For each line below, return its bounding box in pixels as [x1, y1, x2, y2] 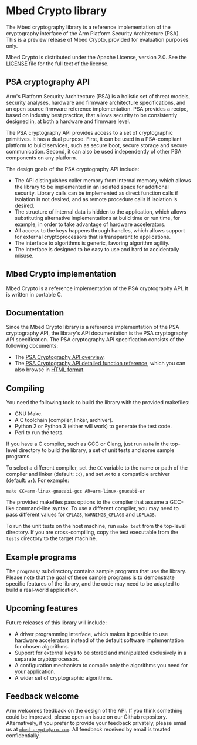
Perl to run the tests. [14, 429, 64, 436]
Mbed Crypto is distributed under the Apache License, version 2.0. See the [6, 54, 187, 61]
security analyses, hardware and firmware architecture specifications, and [6, 99, 186, 106]
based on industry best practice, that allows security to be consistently [6, 111, 178, 118]
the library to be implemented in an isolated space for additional [14, 183, 169, 190]
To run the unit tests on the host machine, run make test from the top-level [6, 523, 186, 530]
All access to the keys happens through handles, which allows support [14, 227, 185, 234]
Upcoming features [6, 603, 78, 613]
